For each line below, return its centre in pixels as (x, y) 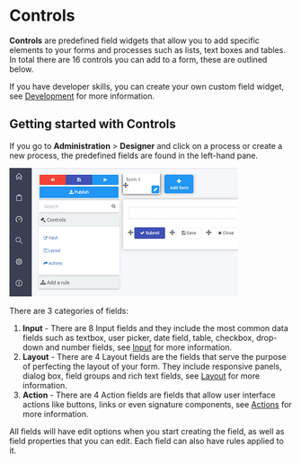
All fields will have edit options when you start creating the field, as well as (147, 431)
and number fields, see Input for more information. (138, 347)
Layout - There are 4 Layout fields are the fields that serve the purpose (155, 356)
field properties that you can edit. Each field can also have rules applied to (147, 441)
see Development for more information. (82, 96)
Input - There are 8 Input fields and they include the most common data (155, 328)
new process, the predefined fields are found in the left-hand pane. (134, 155)
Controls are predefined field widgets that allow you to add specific (135, 40)
